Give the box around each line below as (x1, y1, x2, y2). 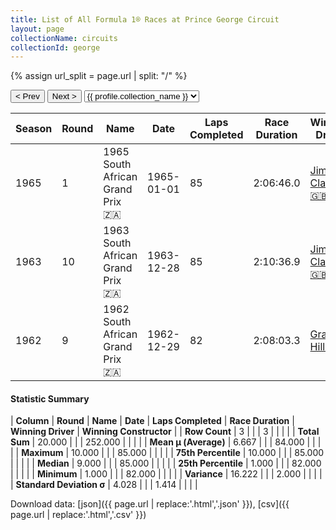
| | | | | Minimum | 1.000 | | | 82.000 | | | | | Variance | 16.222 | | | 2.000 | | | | (10, 468, 323, 480)
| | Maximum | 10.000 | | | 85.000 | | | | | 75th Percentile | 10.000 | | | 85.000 (10, 447, 325, 459)
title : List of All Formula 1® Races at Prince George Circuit (10, 14, 280, 25)
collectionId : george (10, 42, 101, 53)
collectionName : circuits (10, 33, 118, 43)
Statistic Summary (10, 392, 90, 405)
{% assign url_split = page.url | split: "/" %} (10, 70, 188, 82)
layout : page (10, 24, 65, 34)
